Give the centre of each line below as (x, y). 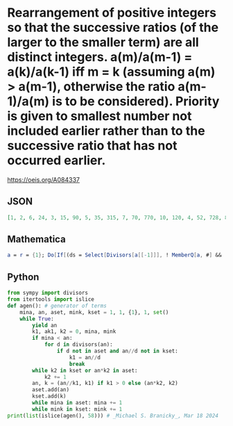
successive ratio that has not (92, 146)
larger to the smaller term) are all (103, 42)
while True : (37, 319)
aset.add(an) (51, 390)
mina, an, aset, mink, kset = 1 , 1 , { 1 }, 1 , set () (94, 312)
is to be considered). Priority (136, 101)
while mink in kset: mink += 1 (77, 409)
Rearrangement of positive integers (112, 13)
